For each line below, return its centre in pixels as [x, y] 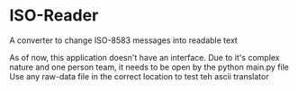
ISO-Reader [54, 16]
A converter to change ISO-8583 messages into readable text [124, 40]
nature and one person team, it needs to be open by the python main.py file [149, 67]
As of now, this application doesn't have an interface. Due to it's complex [145, 57]
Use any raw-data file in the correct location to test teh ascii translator [139, 76]
